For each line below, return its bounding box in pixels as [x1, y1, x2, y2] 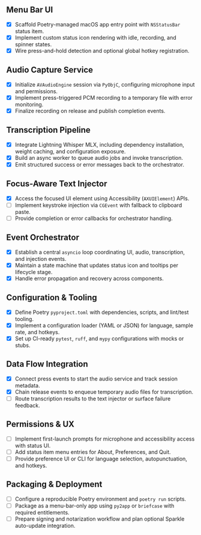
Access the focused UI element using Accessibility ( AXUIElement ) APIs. [14, 195, 190, 202]
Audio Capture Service [6, 65, 94, 75]
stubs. [14, 342, 31, 349]
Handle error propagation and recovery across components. [14, 275, 164, 282]
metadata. [14, 382, 40, 389]
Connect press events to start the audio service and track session [14, 375, 178, 382]
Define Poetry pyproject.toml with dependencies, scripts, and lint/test [14, 308, 189, 316]
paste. [14, 208, 31, 215]
